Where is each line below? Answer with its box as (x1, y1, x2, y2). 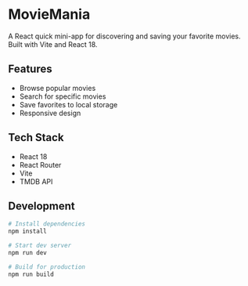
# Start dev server (8, 241, 72, 250)
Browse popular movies (19, 83, 96, 92)
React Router (19, 160, 62, 169)
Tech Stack (8, 131, 64, 144)
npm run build (8, 270, 55, 278)
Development (8, 199, 76, 212)
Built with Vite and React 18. (8, 39, 98, 49)
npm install (8, 227, 47, 236)
